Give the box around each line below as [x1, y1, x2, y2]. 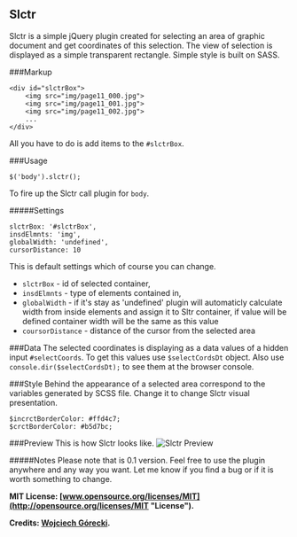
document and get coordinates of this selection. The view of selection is [9, 40, 273, 51]
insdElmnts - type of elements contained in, [21, 287, 182, 298]
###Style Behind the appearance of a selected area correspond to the [9, 378, 266, 389]
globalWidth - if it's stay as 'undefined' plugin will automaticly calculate [21, 297, 283, 307]
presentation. [9, 397, 58, 408]
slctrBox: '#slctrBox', [9, 222, 98, 231]
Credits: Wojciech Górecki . [9, 518, 111, 528]
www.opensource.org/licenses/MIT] [62, 491, 200, 502]
